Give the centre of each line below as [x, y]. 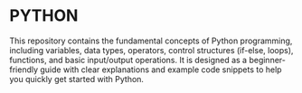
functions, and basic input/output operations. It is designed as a [128, 60]
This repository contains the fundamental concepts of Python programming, [151, 41]
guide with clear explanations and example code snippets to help [161, 70]
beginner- [267, 60]
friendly [24, 70]
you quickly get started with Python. [77, 79]
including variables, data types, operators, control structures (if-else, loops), [151, 50]
